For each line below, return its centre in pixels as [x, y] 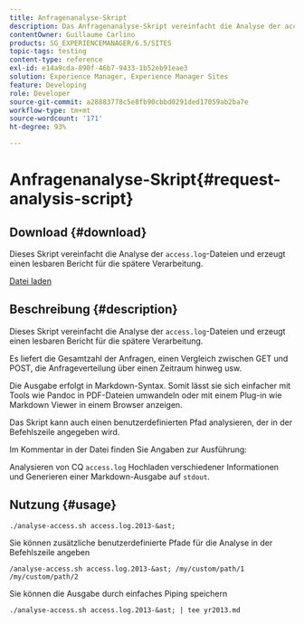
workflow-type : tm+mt [50, 110]
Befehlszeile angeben [50, 552]
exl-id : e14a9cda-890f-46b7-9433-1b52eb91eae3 [99, 69]
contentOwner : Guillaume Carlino [72, 34]
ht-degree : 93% [38, 128]
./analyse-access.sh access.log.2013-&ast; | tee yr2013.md [125, 610]
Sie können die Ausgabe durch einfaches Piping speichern [119, 593]
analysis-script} [71, 199]
